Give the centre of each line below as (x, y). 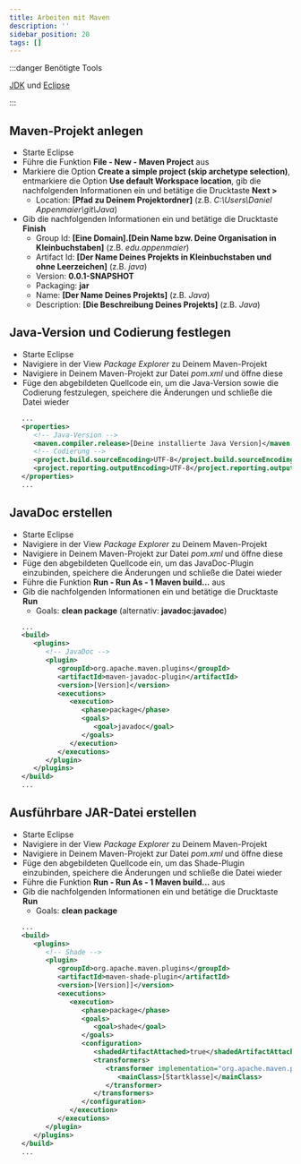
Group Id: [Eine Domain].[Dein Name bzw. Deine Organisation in (156, 238)
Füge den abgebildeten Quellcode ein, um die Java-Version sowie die (150, 382)
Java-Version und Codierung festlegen (120, 333)
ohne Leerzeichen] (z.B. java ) (91, 267)
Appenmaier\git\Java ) (77, 210)
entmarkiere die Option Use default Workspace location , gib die (142, 181)
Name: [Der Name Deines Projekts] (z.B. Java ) (123, 295)
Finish (34, 228)
